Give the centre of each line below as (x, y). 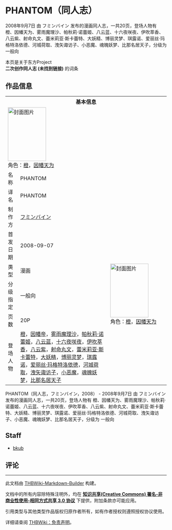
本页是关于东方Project (29, 62)
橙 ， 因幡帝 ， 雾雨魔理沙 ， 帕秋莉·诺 (62, 334)
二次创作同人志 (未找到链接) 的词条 (42, 68)
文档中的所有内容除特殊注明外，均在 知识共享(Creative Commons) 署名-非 (84, 494)
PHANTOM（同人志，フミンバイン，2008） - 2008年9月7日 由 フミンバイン (86, 393)
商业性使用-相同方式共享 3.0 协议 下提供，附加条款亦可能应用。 (72, 501)
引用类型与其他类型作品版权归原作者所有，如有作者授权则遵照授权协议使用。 (86, 512)
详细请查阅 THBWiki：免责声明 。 (40, 522)
